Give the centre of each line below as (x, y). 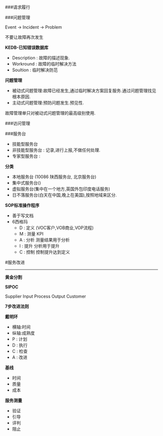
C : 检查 (20, 351)
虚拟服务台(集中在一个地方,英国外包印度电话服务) (61, 189)
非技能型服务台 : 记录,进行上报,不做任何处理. (56, 150)
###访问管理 (18, 123)
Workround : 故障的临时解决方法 (44, 64)
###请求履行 (18, 7)
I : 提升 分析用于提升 (39, 246)
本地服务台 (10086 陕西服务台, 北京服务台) (54, 177)
